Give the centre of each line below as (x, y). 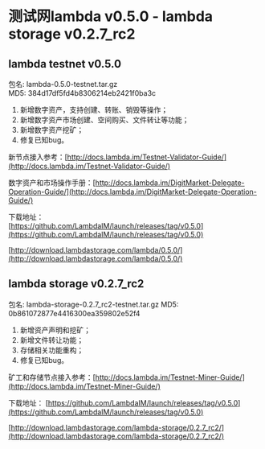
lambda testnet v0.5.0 (65, 64)
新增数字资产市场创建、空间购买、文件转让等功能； (104, 120)
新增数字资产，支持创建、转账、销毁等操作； (94, 110)
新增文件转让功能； (52, 340)
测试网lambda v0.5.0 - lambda (111, 16)
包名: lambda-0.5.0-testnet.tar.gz (63, 84)
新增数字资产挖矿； (52, 130)
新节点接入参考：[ (38, 157)
